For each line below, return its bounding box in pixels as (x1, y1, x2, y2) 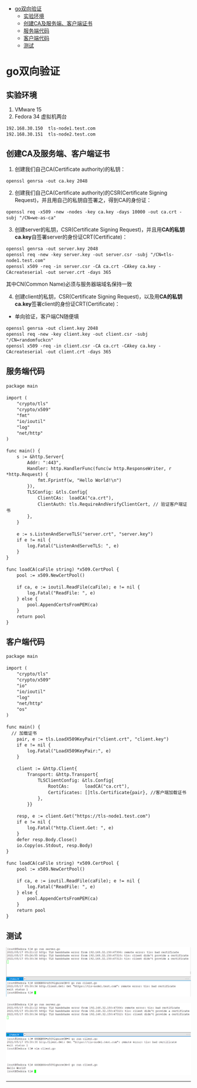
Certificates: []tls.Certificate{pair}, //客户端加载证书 (47, 790, 186, 796)
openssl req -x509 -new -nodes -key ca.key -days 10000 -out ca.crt (6, 209, 177, 215)
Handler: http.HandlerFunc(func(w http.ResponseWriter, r (27, 465, 172, 471)
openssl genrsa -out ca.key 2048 (6, 178, 88, 184)
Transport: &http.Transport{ (27, 772, 98, 778)
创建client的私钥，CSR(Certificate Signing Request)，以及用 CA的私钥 (14, 293, 183, 300)
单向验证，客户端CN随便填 (14, 313, 79, 320)
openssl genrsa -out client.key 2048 (6, 325, 98, 331)
